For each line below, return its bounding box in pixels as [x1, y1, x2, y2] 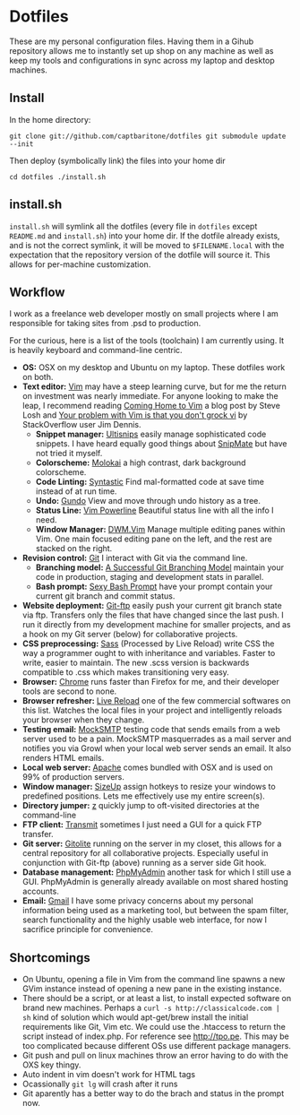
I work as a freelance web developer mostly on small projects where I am [9, 308, 279, 319]
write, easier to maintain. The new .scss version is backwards [21, 657, 250, 669]
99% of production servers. [21, 772, 125, 782]
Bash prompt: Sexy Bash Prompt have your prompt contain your [35, 581, 273, 592]
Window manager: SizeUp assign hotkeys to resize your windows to [21, 782, 276, 792]
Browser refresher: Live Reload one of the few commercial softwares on [21, 696, 291, 706]
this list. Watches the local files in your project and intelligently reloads [21, 705, 282, 716]
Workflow [9, 284, 65, 299]
